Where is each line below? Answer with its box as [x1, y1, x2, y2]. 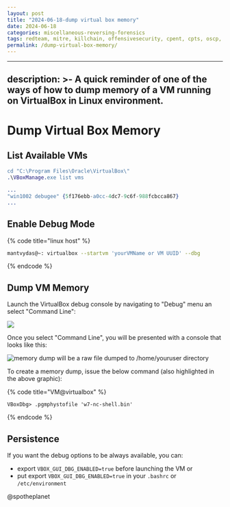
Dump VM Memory [7, 282, 90, 293]
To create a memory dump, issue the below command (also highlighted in [7, 367, 214, 375]
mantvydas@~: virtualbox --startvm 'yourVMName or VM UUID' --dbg [7, 249, 201, 257]
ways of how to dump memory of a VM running [7, 84, 212, 96]
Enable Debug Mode [7, 219, 95, 230]
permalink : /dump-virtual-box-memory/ [7, 42, 118, 49]
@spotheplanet [7, 493, 50, 501]
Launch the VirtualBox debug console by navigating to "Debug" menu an [7, 300, 212, 308]
